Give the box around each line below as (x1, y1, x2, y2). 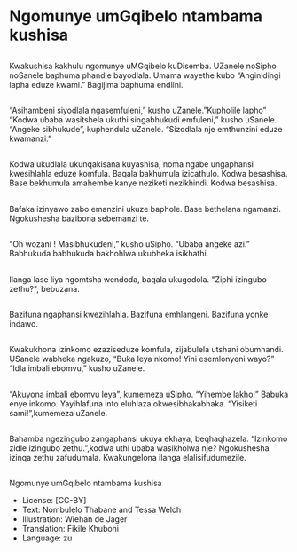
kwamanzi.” (9, 133, 51, 144)
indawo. (9, 318, 38, 329)
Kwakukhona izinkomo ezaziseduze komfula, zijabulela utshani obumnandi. (9, 344, 284, 355)
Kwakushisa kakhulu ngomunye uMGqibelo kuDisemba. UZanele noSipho (9, 60, 277, 71)
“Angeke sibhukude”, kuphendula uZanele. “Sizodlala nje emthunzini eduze (9, 123, 283, 134)
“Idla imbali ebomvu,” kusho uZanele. (9, 363, 145, 374)
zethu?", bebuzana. (9, 283, 80, 294)
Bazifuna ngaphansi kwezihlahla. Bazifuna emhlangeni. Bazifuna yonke (9, 309, 269, 319)
